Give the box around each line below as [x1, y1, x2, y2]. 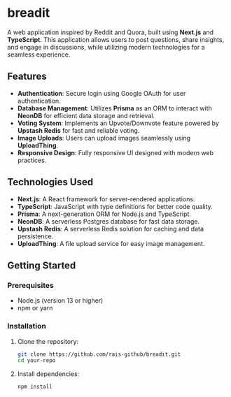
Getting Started [7, 259, 76, 271]
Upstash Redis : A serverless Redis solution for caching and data [17, 224, 204, 233]
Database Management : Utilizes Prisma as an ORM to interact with [17, 103, 212, 113]
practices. [17, 156, 47, 164]
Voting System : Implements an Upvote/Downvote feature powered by [17, 119, 219, 127]
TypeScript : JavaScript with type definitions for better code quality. [17, 202, 213, 210]
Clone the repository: [17, 337, 79, 345]
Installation [7, 322, 47, 331]
